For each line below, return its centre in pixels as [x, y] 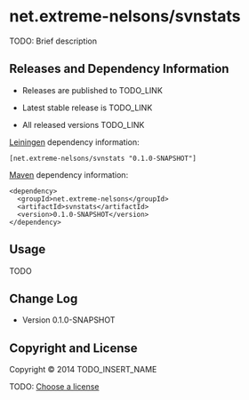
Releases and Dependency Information [119, 69]
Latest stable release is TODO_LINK [87, 108]
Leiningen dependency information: [74, 142]
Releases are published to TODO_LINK [92, 90]
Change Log [44, 298]
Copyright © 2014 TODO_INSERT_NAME [83, 370]
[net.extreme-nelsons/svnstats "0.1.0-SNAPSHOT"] [103, 158]
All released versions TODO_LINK [83, 124]
